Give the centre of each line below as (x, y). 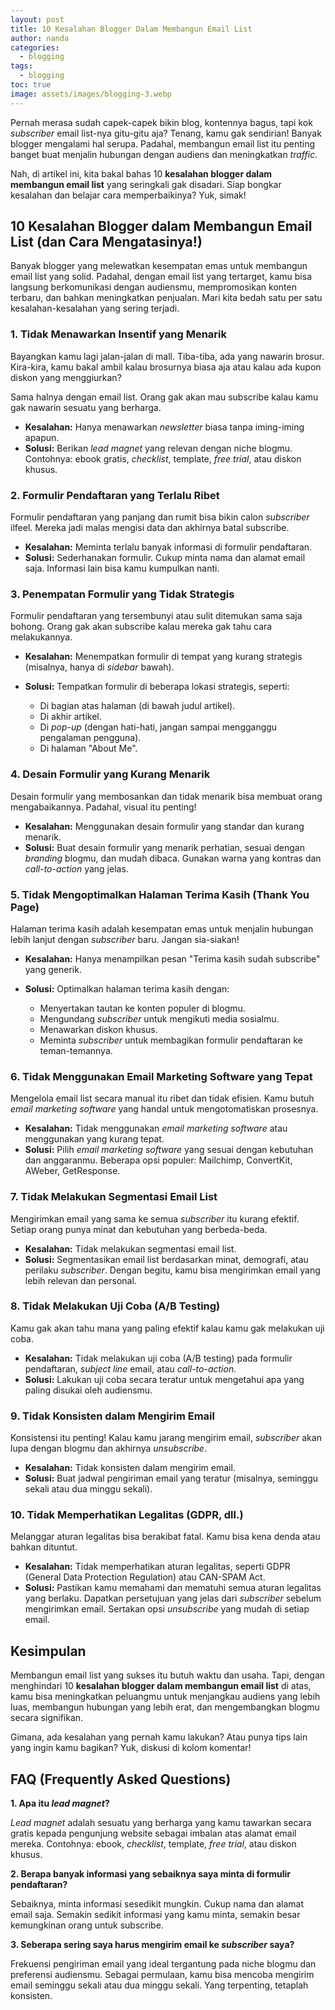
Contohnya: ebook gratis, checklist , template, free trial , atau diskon (163, 458)
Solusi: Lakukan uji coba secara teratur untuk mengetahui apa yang (164, 1379)
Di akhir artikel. (70, 717)
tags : (21, 66)
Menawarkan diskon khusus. (98, 1029)
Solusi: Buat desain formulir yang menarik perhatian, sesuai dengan (164, 847)
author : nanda (40, 38)
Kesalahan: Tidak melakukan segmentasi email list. (130, 1248)
